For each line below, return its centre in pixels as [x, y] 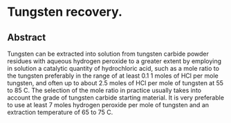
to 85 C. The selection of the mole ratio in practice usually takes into [104, 90]
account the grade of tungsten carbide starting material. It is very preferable [116, 98]
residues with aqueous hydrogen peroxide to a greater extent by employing [114, 61]
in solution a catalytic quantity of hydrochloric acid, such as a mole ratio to [113, 68]
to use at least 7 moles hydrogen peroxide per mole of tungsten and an [108, 105]
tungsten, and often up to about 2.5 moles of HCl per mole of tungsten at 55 [115, 83]
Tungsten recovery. [65, 12]
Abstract [27, 37]
